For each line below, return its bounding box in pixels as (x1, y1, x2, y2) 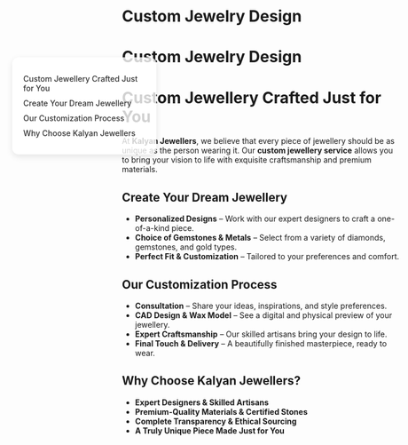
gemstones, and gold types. (134, 242, 238, 252)
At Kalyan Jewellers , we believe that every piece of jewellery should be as (122, 136, 395, 147)
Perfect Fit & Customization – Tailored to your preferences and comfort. (134, 251, 400, 262)
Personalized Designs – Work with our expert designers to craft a (134, 213, 376, 224)
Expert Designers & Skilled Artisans (134, 397, 270, 408)
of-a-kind (134, 223, 170, 234)
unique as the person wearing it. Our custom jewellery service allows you (122, 145, 394, 156)
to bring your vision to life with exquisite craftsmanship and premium (122, 155, 373, 165)
